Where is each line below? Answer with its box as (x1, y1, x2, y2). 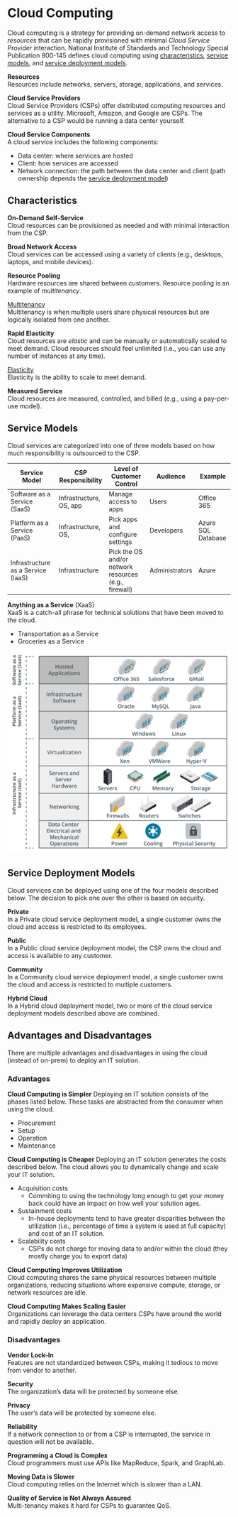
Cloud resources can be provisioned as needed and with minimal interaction (7, 221, 229, 229)
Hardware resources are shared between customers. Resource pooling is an (7, 278, 230, 287)
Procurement (17, 1119, 56, 1127)
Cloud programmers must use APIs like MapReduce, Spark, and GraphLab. (7, 1459, 225, 1467)
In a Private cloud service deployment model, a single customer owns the (7, 915, 222, 923)
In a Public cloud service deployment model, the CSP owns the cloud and (7, 943, 222, 952)
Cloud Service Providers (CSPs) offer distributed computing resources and (7, 101, 225, 109)
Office (198, 494, 217, 502)
